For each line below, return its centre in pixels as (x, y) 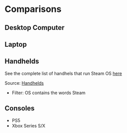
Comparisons (33, 9)
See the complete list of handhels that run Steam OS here (63, 73)
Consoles (20, 108)
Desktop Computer (35, 28)
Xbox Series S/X (29, 126)
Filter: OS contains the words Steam (49, 93)
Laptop (16, 44)
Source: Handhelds (24, 83)
